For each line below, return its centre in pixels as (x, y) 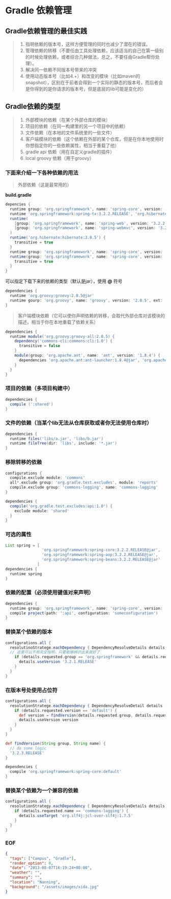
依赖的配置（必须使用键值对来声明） (50, 592)
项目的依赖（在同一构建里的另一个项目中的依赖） (77, 126)
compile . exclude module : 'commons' (48, 478)
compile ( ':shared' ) (32, 404)
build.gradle (19, 195)
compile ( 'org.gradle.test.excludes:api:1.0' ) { (61, 506)
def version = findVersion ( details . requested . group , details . (86, 715)
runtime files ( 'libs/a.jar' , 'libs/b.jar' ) (56, 439)
